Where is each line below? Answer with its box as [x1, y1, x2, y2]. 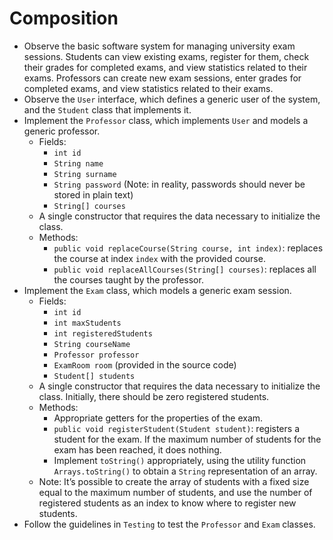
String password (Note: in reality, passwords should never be [53, 178, 306, 190]
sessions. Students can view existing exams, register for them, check [23, 50, 310, 62]
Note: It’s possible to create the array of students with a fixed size [38, 475, 310, 487]
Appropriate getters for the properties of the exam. [53, 412, 264, 424]
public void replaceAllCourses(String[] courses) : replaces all [53, 263, 317, 275]
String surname [53, 169, 117, 179]
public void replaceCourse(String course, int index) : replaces [53, 242, 324, 254]
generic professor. [23, 125, 101, 137]
